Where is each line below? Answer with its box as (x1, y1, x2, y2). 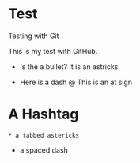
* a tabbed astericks (8, 131, 80, 139)
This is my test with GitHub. (8, 46, 98, 56)
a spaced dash (19, 145, 69, 155)
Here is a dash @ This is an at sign (19, 77, 133, 87)
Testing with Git (8, 31, 59, 41)
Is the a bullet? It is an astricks (19, 61, 119, 72)
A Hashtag (8, 105, 79, 123)
